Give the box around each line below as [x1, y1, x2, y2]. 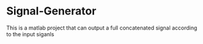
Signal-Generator [6, 4, 96, 18]
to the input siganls [6, 30, 55, 37]
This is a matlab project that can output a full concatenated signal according [6, 24, 198, 31]
